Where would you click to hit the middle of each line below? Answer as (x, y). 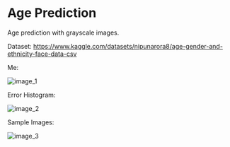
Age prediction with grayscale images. (63, 33)
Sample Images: (31, 122)
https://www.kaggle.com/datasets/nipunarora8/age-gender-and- (128, 46)
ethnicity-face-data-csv (42, 54)
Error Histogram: (31, 95)
